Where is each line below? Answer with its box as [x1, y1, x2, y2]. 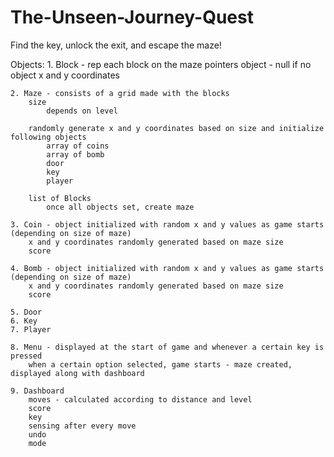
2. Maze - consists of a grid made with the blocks [10, 88, 230, 98]
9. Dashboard [10, 386, 65, 396]
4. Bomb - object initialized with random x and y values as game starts [10, 263, 325, 273]
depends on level [46, 106, 118, 116]
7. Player [10, 324, 52, 335]
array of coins [46, 141, 110, 151]
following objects [10, 132, 87, 142]
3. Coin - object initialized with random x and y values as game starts [10, 219, 325, 230]
